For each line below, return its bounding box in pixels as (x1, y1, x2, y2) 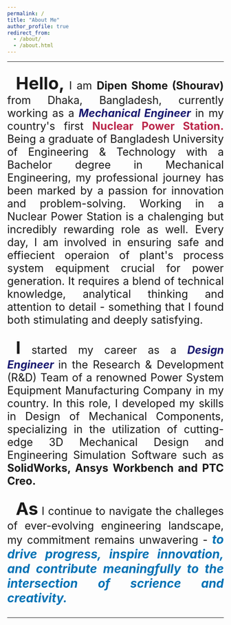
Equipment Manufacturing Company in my (7, 384, 224, 397)
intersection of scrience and (7, 576, 224, 591)
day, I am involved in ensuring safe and (7, 236, 224, 249)
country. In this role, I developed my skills (7, 397, 224, 410)
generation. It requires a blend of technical (7, 274, 224, 288)
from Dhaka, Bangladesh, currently (7, 94, 224, 107)
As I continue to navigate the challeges (16, 498, 224, 520)
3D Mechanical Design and (49, 436, 224, 449)
